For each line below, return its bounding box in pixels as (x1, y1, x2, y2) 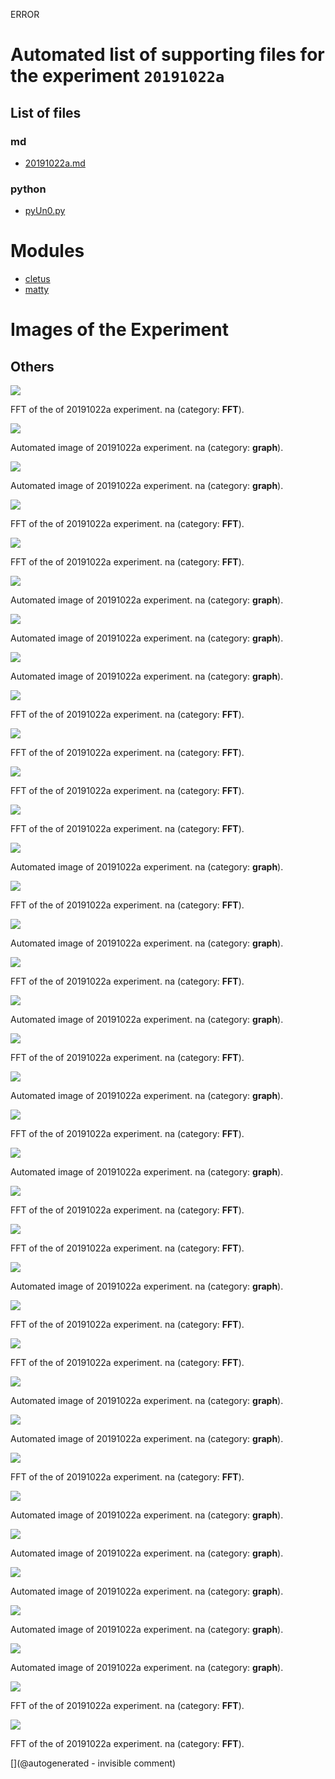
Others (10, 358, 55, 375)
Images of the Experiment (10, 319, 229, 341)
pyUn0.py (24, 205, 66, 217)
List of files (10, 104, 82, 121)
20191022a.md (24, 157, 86, 169)
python (10, 182, 47, 196)
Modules (10, 240, 85, 263)
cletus (24, 273, 51, 285)
